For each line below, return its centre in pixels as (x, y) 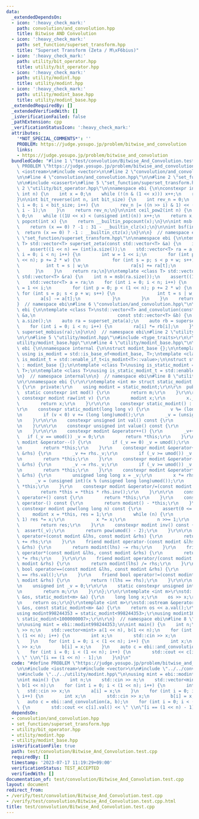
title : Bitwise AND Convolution (57, 34)
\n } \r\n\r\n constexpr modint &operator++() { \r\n (90, 431)
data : (13, 12)
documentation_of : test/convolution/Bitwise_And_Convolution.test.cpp (95, 779)
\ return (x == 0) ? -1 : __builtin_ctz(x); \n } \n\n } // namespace (103, 232)
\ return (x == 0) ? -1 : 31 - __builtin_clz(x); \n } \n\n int (97, 227)
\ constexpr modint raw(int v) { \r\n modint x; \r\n (91, 399)
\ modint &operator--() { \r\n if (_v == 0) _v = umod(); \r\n (103, 442)
